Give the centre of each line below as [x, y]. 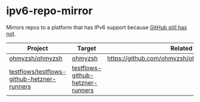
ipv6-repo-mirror [50, 11]
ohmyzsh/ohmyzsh [36, 58]
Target [87, 48]
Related [182, 48]
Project [38, 48]
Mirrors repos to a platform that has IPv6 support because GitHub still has [97, 27]
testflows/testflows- [38, 71]
